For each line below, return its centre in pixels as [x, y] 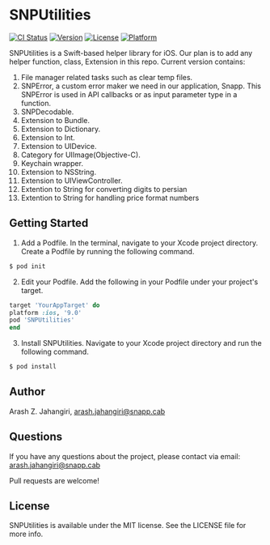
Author [27, 392]
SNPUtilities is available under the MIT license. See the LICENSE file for [128, 526]
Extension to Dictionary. [60, 129]
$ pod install [33, 367]
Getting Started [49, 223]
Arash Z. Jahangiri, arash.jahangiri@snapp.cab [87, 411]
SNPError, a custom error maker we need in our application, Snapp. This [141, 86]
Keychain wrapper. [52, 163]
